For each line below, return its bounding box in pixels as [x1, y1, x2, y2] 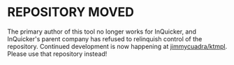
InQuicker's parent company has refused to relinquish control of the [7, 34, 203, 43]
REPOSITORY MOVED [7, 4, 135, 20]
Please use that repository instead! [7, 50, 108, 58]
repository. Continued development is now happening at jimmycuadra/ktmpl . [7, 42, 228, 50]
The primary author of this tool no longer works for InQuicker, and [7, 27, 197, 36]
